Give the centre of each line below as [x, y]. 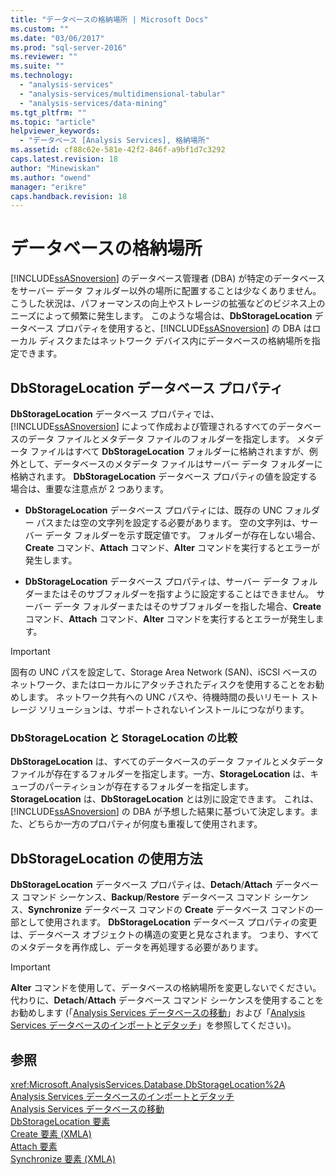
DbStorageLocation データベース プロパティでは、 [115, 414]
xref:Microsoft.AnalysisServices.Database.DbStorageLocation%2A [148, 1084]
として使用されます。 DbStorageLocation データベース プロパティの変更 [168, 922]
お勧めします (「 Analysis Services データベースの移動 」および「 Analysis [158, 1013]
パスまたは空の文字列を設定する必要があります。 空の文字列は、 [169, 522]
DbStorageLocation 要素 [60, 1121]
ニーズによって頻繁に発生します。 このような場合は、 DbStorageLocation [161, 316]
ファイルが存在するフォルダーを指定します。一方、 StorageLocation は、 [160, 774]
